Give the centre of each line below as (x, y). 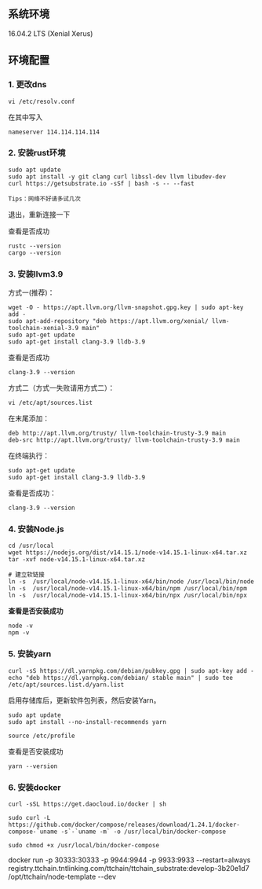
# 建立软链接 (26, 575)
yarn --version (33, 766)
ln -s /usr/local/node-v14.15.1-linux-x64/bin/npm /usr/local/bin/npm (127, 589)
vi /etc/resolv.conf (42, 101)
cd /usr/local (31, 546)
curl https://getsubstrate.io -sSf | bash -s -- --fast (101, 183)
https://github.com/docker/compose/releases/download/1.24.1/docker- (124, 825)
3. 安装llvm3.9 (36, 274)
